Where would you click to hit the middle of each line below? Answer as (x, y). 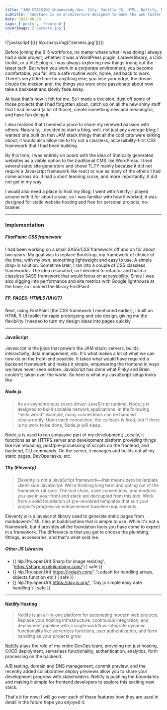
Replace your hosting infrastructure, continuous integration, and (83, 620)
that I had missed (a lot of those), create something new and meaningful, (80, 110)
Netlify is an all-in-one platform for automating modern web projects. (88, 615)
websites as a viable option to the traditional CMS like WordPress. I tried (79, 161)
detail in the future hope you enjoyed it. (45, 702)
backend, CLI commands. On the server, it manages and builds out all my (80, 451)
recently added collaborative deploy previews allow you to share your (76, 672)
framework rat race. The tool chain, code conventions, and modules (87, 491)
